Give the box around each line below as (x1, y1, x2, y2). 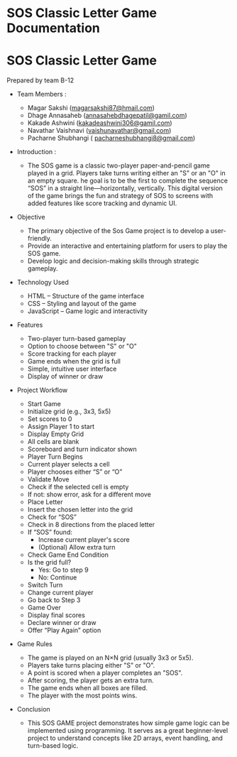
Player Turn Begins (27, 452, 83, 461)
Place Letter (27, 498, 63, 506)
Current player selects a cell (27, 460, 110, 469)
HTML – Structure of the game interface (27, 292, 145, 300)
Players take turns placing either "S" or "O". (27, 661, 155, 670)
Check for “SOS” (27, 513, 77, 521)
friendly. (27, 234, 53, 243)
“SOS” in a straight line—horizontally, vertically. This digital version (27, 184, 223, 192)
